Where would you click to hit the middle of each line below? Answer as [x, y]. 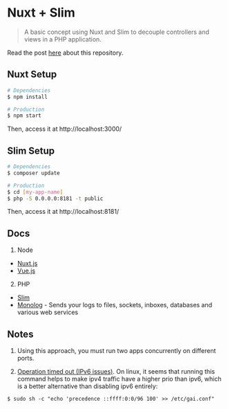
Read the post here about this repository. [65, 53]
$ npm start [24, 116]
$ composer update [34, 173]
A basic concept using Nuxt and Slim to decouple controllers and [116, 32]
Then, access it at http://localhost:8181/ [63, 212]
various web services [47, 312]
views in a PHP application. [63, 39]
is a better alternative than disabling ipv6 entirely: [87, 386]
